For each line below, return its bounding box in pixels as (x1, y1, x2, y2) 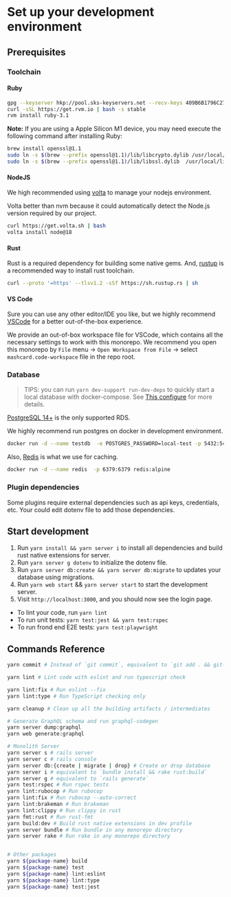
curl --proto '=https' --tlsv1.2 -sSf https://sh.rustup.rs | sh (7, 280, 198, 287)
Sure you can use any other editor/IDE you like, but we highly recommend (7, 310, 216, 318)
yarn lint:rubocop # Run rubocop (7, 788, 103, 795)
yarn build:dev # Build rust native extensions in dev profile (7, 820, 192, 827)
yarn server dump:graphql (7, 724, 81, 731)
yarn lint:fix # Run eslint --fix (7, 686, 107, 693)
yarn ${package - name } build (7, 858, 88, 865)
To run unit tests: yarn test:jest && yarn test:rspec (16, 615, 168, 624)
